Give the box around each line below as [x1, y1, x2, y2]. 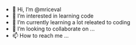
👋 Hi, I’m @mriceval [12, 6, 62, 13]
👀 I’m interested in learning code [12, 12, 94, 19]
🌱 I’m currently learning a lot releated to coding [12, 19, 131, 26]
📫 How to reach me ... [12, 32, 69, 39]
